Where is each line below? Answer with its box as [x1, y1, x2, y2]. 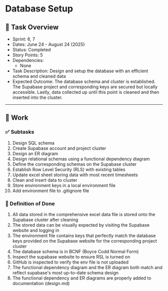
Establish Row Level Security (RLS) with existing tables [12, 166, 125, 172]
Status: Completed [12, 47, 51, 52]
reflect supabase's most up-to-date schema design [12, 270, 119, 276]
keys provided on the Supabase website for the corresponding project [12, 238, 157, 244]
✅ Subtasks [5, 128, 34, 135]
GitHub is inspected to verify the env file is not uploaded [12, 259, 129, 265]
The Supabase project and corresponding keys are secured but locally [12, 84, 158, 90]
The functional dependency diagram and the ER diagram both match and [12, 264, 162, 270]
